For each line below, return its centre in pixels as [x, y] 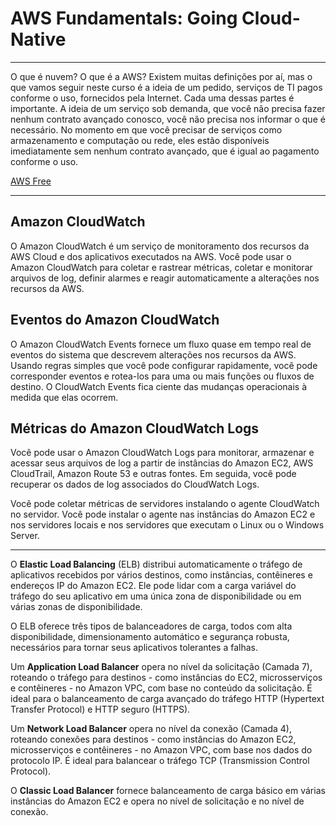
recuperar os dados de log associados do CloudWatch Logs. [135, 484]
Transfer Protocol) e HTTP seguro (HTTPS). [100, 709]
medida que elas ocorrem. [64, 397]
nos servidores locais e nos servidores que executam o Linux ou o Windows [167, 525]
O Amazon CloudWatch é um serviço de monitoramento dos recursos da [160, 246]
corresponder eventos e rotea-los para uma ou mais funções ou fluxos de [162, 376]
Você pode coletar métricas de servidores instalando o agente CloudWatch [165, 504]
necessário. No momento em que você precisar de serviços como [146, 129]
